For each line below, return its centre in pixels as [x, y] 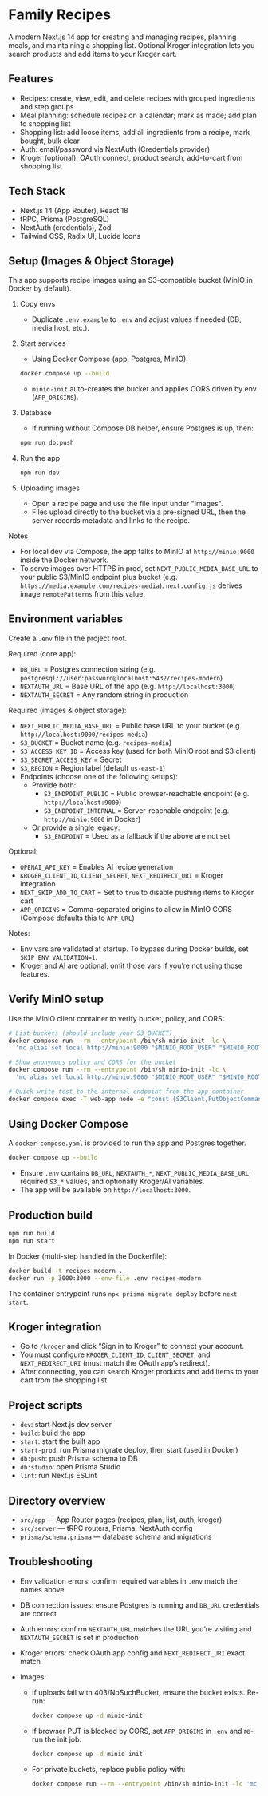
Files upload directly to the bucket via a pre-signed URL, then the [138, 512]
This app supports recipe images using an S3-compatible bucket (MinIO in [130, 280]
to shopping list [45, 123]
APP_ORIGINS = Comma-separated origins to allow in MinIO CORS [126, 909]
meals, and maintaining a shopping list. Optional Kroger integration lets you [132, 45]
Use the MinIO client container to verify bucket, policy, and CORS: [116, 1018]
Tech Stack [37, 191]
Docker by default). [40, 288]
